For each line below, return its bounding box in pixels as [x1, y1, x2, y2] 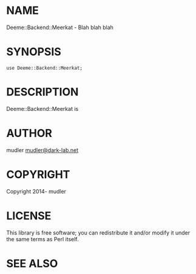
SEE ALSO [6, 256, 58, 270]
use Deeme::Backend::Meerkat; [6, 65, 83, 71]
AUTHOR [6, 127, 53, 140]
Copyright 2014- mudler [6, 187, 67, 195]
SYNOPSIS [6, 45, 62, 59]
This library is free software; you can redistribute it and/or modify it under [6, 229, 191, 236]
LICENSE [6, 209, 52, 222]
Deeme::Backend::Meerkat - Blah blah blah [6, 24, 114, 31]
